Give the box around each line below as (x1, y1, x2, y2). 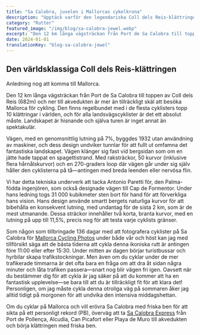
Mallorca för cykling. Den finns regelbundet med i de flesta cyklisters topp (6, 104, 187, 111)
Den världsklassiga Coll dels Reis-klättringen (6, 64, 177, 75)
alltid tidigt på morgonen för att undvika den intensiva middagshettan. (6, 291, 177, 299)
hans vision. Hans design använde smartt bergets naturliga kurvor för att (6, 197, 185, 204)
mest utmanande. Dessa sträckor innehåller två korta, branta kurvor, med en (6, 210, 193, 217)
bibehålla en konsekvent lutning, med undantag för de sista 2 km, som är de (6, 204, 192, 211)
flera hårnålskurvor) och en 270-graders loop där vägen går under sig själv (6, 160, 190, 167)
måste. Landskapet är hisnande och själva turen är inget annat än (6, 117, 167, 124)
